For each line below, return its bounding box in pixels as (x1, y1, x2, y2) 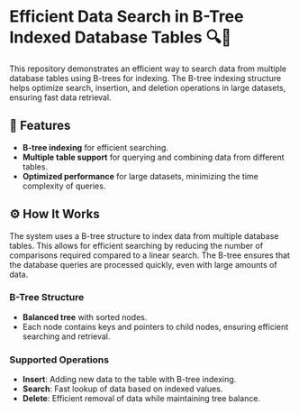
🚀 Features (9, 118, 71, 133)
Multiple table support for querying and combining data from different (22, 151, 285, 162)
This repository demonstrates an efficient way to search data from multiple (9, 63, 287, 74)
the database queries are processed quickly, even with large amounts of (9, 259, 277, 270)
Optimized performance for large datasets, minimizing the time (22, 170, 258, 181)
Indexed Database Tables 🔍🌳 (9, 27, 232, 48)
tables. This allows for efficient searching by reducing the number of (9, 240, 264, 251)
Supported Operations (9, 353, 110, 366)
